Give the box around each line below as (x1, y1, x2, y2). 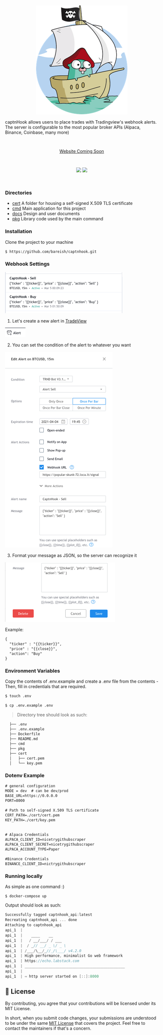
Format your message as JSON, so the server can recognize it (12, 552, 137, 558)
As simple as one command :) (5, 884, 65, 890)
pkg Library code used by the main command (12, 216, 104, 222)
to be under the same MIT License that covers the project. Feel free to (5, 1020, 145, 1026)
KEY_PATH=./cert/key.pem (5, 818, 55, 823)
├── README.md (9, 736, 38, 741)
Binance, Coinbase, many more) (5, 129, 70, 135)
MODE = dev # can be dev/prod (5, 789, 69, 794)
